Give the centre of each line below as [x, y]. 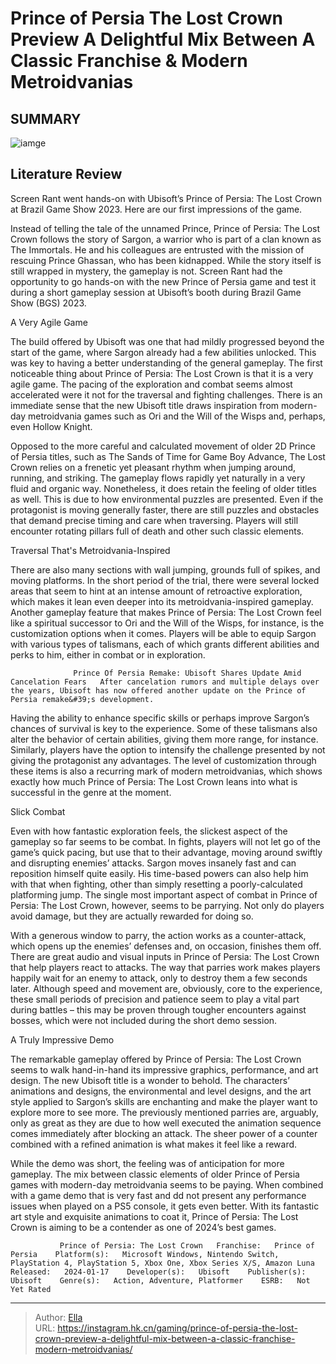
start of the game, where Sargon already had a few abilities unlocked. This [163, 352]
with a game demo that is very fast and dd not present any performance [158, 1195]
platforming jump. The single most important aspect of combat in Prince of [164, 894]
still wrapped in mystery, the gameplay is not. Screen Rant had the [146, 271]
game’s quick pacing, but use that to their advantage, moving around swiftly [166, 852]
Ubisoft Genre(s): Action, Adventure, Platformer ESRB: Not [160, 1280]
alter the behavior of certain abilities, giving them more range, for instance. [164, 739]
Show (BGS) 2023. [48, 303]
